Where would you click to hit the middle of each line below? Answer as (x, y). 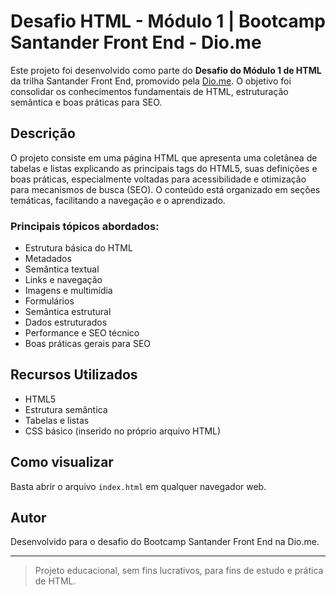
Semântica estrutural (68, 312)
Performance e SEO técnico (82, 333)
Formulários (49, 301)
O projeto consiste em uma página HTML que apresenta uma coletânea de (164, 157)
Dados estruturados (66, 322)
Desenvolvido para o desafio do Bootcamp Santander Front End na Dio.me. (165, 542)
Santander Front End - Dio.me (136, 42)
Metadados (48, 259)
